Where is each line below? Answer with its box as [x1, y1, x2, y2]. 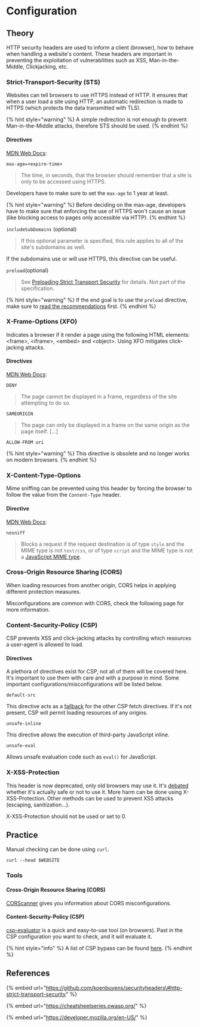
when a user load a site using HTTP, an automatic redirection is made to [6, 98, 183, 105]
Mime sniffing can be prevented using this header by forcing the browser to [6, 485, 192, 492]
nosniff [6, 530, 26, 536]
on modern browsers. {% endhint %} [6, 457, 97, 463]
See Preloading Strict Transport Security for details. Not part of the [20, 278, 186, 285]
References [6, 968, 50, 978]
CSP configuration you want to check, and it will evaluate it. [6, 933, 152, 940]
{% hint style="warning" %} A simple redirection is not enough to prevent [6, 116, 187, 123]
